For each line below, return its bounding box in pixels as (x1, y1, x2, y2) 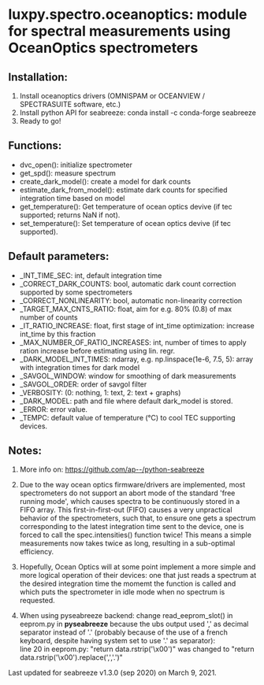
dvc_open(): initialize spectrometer (19, 160, 132, 169)
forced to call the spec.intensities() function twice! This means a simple (19, 530, 252, 540)
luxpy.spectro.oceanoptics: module (8, 6, 247, 24)
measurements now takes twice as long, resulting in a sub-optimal (19, 539, 236, 548)
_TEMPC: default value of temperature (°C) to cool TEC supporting (19, 413, 236, 422)
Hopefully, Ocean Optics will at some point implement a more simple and (19, 562, 256, 572)
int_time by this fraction (19, 329, 96, 339)
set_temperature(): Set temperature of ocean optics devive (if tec (19, 218, 231, 228)
